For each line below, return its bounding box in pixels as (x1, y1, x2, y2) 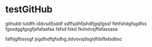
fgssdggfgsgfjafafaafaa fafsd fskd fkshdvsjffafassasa (5, 26, 118, 32)
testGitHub (5, 4, 53, 15)
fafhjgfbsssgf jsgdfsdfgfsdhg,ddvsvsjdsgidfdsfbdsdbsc (5, 36, 122, 42)
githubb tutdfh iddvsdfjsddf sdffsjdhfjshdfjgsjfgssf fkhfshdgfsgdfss (5, 20, 147, 27)
